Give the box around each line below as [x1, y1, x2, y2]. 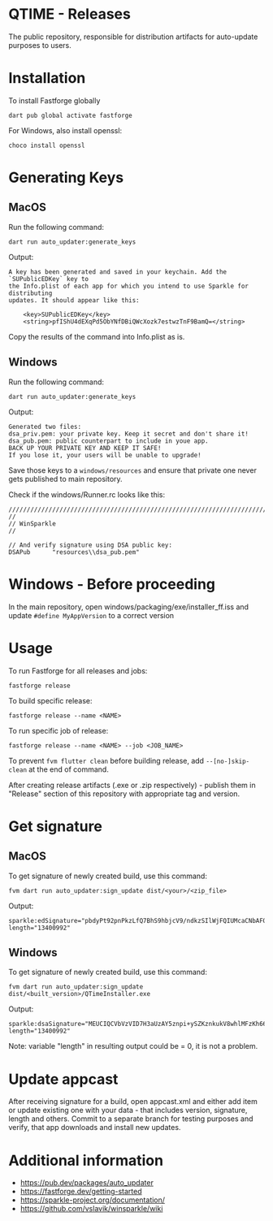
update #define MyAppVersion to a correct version [8, 610, 175, 620]
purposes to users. [8, 40, 71, 50]
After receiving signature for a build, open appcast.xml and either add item [8, 1097, 258, 1106]
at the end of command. [28, 764, 110, 774]
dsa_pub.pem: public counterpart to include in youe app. [8, 436, 209, 445]
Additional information [8, 1151, 164, 1170]
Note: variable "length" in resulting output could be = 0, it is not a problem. [8, 1041, 258, 1051]
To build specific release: [8, 695, 93, 705]
